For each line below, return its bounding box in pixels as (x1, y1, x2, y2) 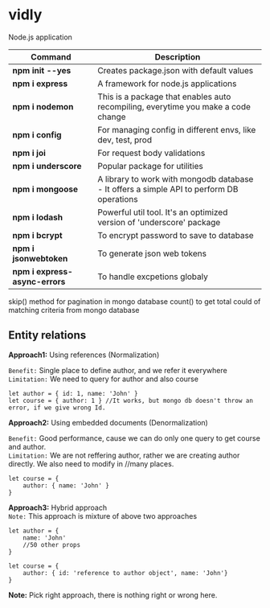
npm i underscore (12, 160, 82, 171)
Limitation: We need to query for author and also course (8, 374, 199, 384)
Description (154, 51, 201, 62)
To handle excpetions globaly (97, 271, 209, 282)
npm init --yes (12, 64, 72, 76)
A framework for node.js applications (97, 78, 237, 89)
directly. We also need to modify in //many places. (8, 458, 174, 468)
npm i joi (12, 147, 47, 158)
